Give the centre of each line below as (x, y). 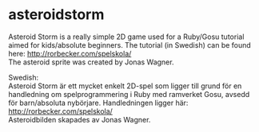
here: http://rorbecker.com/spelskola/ (70, 53)
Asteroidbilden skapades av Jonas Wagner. (80, 119)
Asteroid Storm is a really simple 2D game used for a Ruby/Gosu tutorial (126, 37)
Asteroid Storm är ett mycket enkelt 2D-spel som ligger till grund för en (125, 86)
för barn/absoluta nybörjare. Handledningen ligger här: (98, 103)
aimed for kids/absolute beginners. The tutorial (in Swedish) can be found (130, 45)
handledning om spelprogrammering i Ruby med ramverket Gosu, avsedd (129, 94)
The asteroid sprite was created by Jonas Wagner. (91, 62)
